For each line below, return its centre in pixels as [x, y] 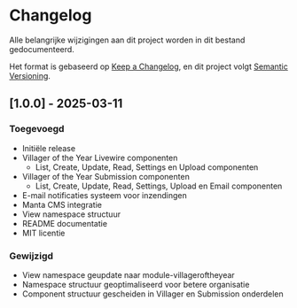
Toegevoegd [37, 129]
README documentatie [65, 223]
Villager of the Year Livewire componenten [100, 158]
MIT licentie [43, 233]
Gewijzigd [31, 256]
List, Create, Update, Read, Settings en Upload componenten [147, 167]
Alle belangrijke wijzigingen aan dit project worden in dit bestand [127, 40]
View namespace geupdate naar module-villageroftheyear [128, 274]
